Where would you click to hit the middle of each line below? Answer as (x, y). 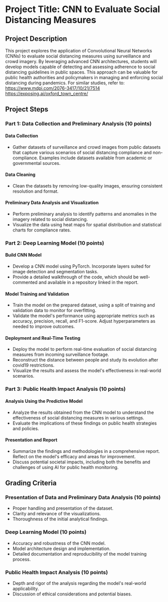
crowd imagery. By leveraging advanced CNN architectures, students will (81, 61)
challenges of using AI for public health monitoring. (66, 467)
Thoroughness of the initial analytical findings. (60, 519)
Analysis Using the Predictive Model (44, 401)
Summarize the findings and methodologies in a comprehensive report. (86, 451)
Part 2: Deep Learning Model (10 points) (55, 243)
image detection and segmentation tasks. (55, 272)
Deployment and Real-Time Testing (43, 338)
